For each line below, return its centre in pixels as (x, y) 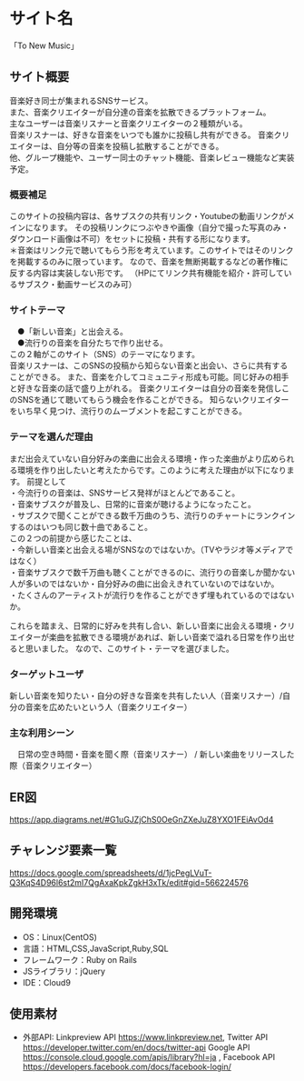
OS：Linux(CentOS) (60, 936)
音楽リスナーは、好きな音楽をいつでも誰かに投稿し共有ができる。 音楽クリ (150, 135)
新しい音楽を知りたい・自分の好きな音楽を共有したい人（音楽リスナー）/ (146, 696)
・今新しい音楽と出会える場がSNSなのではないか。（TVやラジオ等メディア (147, 549)
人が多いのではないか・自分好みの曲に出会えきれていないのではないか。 (144, 584)
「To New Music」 (44, 45)
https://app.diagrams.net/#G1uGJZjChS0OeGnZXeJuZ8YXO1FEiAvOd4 (142, 820)
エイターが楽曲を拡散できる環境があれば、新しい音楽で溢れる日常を (137, 636)
